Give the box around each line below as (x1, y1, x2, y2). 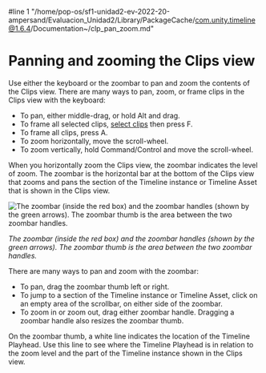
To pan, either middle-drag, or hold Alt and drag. (19, 110, 180, 120)
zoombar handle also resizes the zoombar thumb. (19, 315, 184, 325)
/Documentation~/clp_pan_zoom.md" (30, 24, 155, 33)
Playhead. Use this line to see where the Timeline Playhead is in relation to (8, 339, 254, 349)
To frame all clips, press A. (19, 127, 108, 137)
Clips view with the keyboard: (8, 95, 106, 105)
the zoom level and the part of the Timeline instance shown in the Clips (8, 348, 243, 358)
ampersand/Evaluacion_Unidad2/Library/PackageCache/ (8, 15, 195, 25)
